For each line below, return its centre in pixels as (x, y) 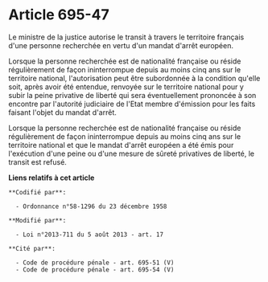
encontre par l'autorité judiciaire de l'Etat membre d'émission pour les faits (132, 104)
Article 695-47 (59, 15)
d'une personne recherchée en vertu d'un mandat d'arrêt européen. (121, 45)
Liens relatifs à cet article (52, 178)
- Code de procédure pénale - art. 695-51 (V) (95, 263)
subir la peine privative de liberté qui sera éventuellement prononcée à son (132, 95)
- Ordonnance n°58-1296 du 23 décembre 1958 (91, 206)
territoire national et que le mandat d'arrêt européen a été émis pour (121, 145)
